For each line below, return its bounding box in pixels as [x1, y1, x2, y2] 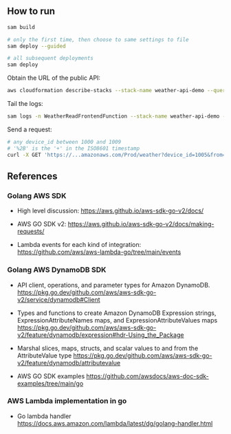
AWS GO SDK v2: [16, 220, 67, 228]
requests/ [16, 227, 45, 236]
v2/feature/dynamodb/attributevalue [16, 358, 121, 367]
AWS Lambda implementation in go [7, 396, 127, 406]
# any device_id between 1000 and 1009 [7, 138, 122, 145]
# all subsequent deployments [7, 55, 94, 62]
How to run [7, 6, 56, 17]
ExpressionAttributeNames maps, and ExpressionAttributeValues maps [16, 316, 218, 324]
